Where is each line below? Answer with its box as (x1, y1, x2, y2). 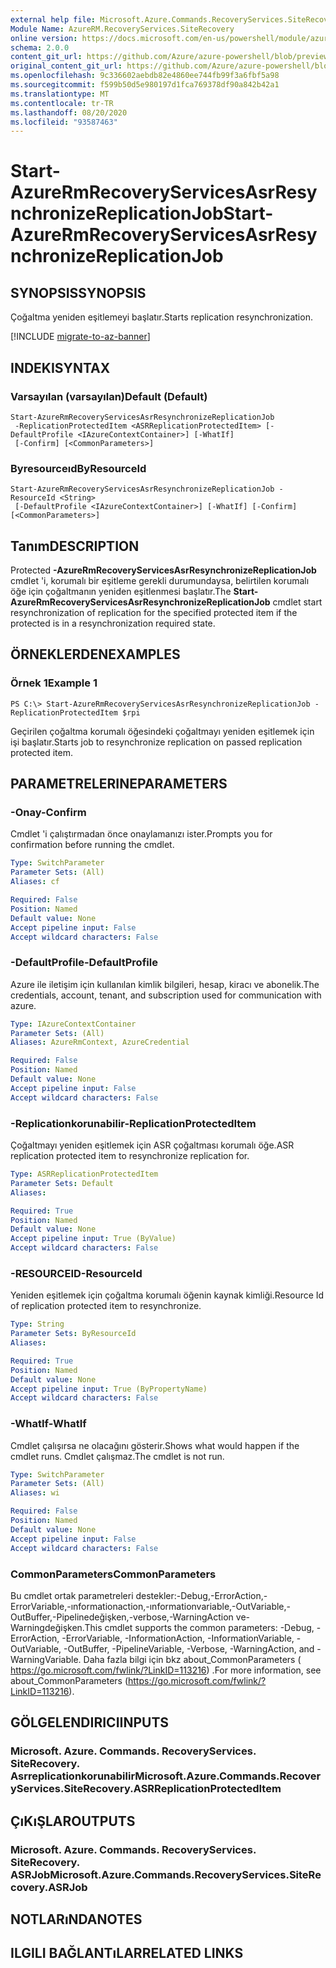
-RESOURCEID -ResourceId (10, 1266, 143, 1280)
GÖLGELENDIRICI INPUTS (10, 1714, 170, 1731)
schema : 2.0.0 (10, 42, 70, 53)
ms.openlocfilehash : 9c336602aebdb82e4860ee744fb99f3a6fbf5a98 (10, 71, 280, 81)
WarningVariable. (10, 1653, 82, 1665)
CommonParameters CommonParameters (10, 1567, 217, 1581)
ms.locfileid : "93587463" (10, 117, 118, 127)
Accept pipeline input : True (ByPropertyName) (10, 1384, 208, 1394)
